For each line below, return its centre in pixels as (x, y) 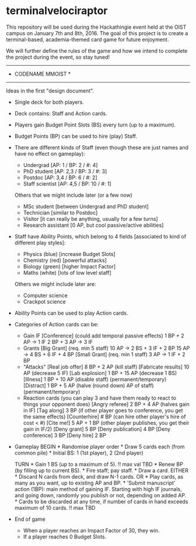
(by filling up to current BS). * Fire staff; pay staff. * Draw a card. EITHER (101, 470)
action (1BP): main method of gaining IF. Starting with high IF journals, (98, 489)
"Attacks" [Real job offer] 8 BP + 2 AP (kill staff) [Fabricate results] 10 (106, 367)
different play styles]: (40, 243)
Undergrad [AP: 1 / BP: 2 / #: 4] (60, 165)
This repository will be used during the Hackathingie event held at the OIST (96, 27)
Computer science (45, 295)
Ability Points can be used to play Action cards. (71, 313)
